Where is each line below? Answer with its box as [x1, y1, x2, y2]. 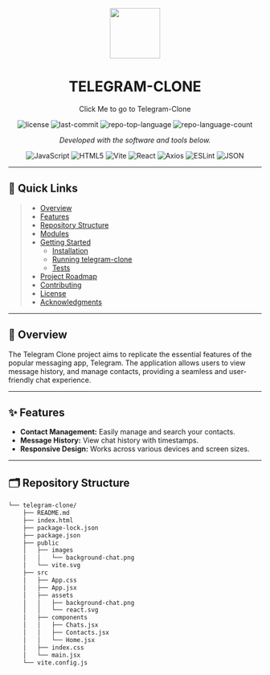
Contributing [39, 280, 82, 290]
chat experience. [35, 375, 92, 385]
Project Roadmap [39, 271, 98, 281]
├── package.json [22, 531, 81, 539]
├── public [22, 539, 59, 547]
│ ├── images [22, 546, 74, 554]
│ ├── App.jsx [22, 583, 78, 591]
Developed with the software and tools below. [59, 135, 211, 145]
